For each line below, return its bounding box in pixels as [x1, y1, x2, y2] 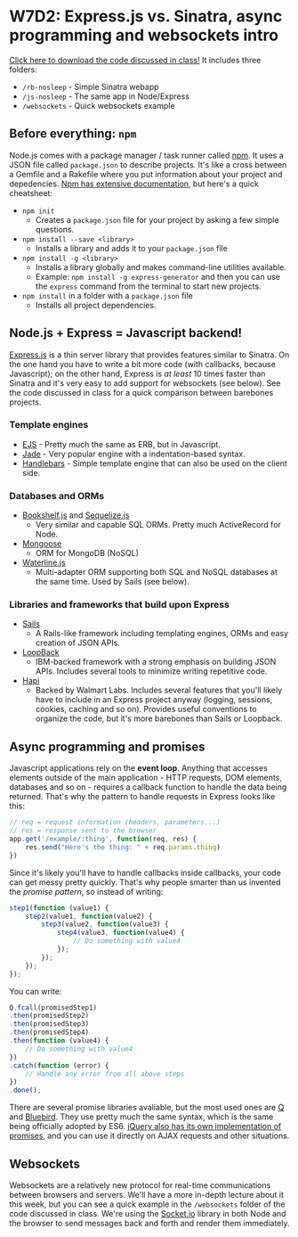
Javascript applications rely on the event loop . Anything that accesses [9, 763, 269, 774]
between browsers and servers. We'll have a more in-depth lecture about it [9, 1189, 285, 1200]
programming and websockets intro [9, 25, 278, 45]
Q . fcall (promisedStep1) [9, 1003, 98, 1012]
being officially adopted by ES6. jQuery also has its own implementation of [9, 1121, 282, 1132]
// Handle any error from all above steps [25, 1069, 185, 1078]
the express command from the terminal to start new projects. [35, 281, 262, 291]
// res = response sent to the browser [9, 826, 157, 835]
